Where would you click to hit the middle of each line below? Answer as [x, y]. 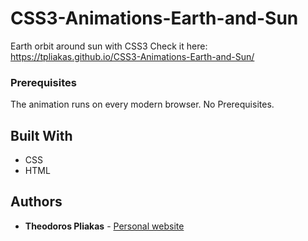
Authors [36, 202]
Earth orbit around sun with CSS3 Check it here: [109, 46]
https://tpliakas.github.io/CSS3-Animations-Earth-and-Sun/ [132, 56]
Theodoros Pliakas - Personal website [104, 226]
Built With [41, 135]
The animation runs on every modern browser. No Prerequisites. [142, 104]
